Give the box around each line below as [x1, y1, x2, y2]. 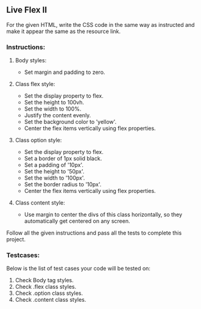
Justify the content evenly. [24, 112, 91, 119]
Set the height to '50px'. [24, 168, 85, 175]
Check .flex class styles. [15, 283, 77, 291]
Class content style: [15, 199, 65, 206]
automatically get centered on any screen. [24, 217, 130, 225]
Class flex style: [15, 81, 55, 88]
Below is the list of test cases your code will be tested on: [6, 265, 151, 272]
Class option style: [15, 137, 62, 144]
